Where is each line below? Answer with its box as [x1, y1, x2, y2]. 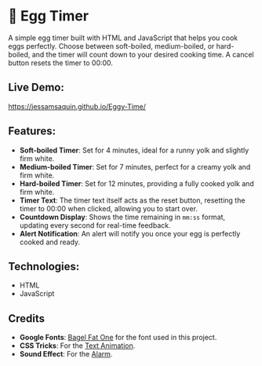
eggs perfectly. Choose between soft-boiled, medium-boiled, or [8, 41, 215, 50]
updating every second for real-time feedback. [19, 220, 171, 230]
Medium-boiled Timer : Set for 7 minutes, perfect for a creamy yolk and [19, 162, 251, 171]
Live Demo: [8, 81, 64, 94]
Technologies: [8, 259, 80, 273]
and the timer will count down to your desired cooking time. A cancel [31, 49, 254, 59]
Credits [8, 312, 45, 325]
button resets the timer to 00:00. [8, 58, 114, 68]
